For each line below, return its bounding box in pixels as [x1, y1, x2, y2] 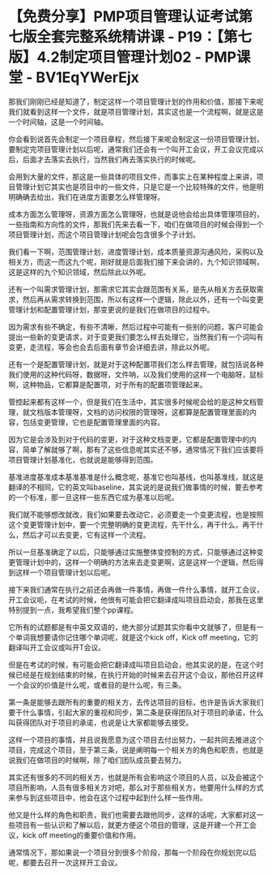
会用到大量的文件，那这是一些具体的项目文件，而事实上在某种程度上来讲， [8, 171, 257, 181]
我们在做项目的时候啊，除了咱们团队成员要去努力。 [15, 755, 186, 765]
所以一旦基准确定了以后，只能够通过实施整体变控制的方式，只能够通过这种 [8, 547, 257, 557]
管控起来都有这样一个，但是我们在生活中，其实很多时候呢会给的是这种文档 [8, 397, 257, 407]
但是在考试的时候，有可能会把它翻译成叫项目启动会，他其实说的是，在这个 [8, 659, 257, 670]
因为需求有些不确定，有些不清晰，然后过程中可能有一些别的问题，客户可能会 [8, 321, 264, 331]
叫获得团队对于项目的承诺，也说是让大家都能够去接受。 [8, 718, 193, 727]
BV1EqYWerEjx [36, 68, 140, 87]
